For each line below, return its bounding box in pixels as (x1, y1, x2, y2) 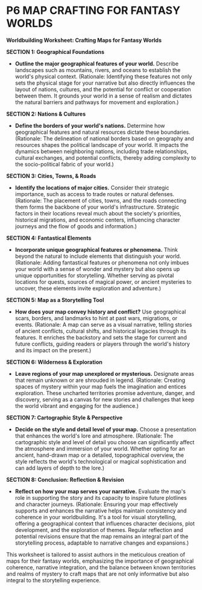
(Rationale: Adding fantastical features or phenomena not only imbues (14, 258, 189, 266)
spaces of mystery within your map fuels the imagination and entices (14, 382, 187, 390)
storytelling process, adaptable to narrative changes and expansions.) (14, 539, 189, 546)
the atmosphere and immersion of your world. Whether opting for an (14, 445, 185, 452)
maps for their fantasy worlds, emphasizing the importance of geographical (6, 557, 194, 565)
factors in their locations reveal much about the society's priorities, (14, 209, 182, 217)
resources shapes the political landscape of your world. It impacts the (14, 141, 189, 148)
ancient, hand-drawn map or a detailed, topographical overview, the (14, 451, 184, 459)
